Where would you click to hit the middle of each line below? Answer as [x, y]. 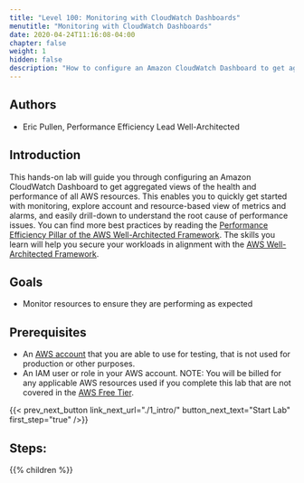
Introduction [45, 155]
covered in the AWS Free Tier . [78, 393]
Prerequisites [48, 332]
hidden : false [36, 60]
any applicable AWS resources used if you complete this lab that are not [157, 383]
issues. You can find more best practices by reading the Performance [139, 225]
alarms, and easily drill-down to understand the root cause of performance [149, 215]
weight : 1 [28, 52]
